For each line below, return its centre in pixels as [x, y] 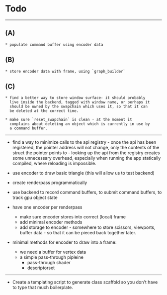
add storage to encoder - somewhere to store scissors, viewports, [87, 227]
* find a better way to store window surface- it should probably [75, 98]
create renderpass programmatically [50, 183]
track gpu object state [35, 197]
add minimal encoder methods [51, 222]
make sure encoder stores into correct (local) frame [73, 217]
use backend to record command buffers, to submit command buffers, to [87, 193]
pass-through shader [49, 263]
